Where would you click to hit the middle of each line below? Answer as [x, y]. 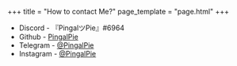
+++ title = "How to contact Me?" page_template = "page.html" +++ [118, 12]
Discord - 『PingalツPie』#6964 [71, 28]
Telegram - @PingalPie [56, 45]
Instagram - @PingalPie [57, 54]
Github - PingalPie [48, 37]
